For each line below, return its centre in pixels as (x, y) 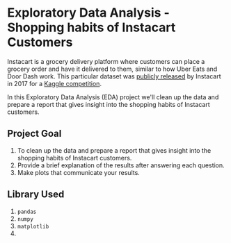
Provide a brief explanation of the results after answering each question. (121, 165)
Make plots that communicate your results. (79, 172)
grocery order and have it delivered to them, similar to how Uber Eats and (112, 69)
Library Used (36, 195)
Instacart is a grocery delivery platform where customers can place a (106, 61)
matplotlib (33, 226)
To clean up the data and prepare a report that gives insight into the (114, 150)
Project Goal (34, 134)
